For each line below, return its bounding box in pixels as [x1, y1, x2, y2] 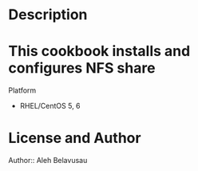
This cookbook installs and [8, 42, 191, 61]
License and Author [8, 129, 141, 147]
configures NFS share [8, 59, 156, 78]
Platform [8, 85, 37, 95]
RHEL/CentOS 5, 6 [19, 101, 81, 111]
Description [8, 6, 88, 24]
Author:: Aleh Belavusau [8, 156, 88, 165]
